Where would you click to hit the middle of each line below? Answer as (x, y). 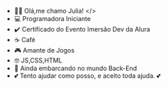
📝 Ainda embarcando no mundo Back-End (75, 68)
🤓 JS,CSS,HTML (38, 60)
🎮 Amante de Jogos (44, 50)
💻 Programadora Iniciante (52, 19)
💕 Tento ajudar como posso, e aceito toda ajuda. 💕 (87, 76)
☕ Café (24, 40)
